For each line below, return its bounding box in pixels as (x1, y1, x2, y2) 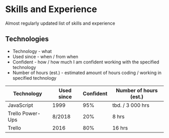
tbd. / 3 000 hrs (112, 102, 150, 109)
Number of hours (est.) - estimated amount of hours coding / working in (12, 70, 162, 76)
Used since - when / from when (12, 53, 78, 59)
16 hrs (112, 124, 128, 131)
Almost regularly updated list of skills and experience (5, 20, 116, 26)
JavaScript (8, 102, 34, 109)
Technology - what (12, 48, 52, 54)
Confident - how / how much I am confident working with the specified (12, 59, 159, 65)
